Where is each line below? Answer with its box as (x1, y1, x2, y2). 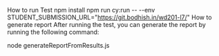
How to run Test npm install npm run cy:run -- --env (7, 6, 155, 14)
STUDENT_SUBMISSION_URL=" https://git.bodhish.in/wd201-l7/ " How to (7, 13, 212, 21)
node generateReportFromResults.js (7, 41, 110, 49)
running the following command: (7, 28, 99, 36)
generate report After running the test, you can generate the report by (7, 21, 206, 28)
